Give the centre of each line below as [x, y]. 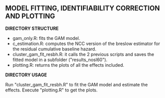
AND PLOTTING [30, 16]
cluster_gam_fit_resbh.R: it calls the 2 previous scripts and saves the [83, 54]
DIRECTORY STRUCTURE [32, 28]
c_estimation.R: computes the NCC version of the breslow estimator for [86, 43]
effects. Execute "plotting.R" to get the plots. [52, 90]
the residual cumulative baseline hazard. [54, 49]
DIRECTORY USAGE [26, 75]
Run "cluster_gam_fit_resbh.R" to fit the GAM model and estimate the [76, 84]
